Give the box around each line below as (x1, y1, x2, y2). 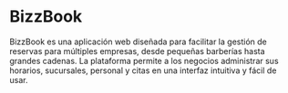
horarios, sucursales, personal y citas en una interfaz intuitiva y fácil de (9, 65, 277, 76)
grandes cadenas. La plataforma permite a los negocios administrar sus (9, 55, 280, 66)
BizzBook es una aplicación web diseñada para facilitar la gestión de (9, 36, 267, 47)
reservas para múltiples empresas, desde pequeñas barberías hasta (9, 45, 266, 56)
